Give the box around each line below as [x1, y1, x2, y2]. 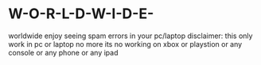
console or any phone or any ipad [8, 48, 119, 57]
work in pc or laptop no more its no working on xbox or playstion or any [8, 39, 243, 48]
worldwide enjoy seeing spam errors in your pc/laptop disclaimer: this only [8, 31, 253, 40]
